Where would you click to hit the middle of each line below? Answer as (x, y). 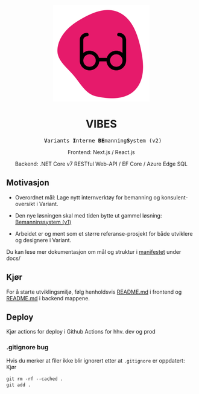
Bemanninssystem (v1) (43, 222)
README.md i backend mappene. (48, 298)
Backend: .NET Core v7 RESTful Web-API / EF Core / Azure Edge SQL (101, 164)
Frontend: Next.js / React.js (101, 152)
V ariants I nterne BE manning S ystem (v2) (103, 140)
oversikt (25, 204)
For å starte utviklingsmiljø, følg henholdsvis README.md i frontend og (94, 292)
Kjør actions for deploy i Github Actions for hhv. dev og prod (81, 332)
